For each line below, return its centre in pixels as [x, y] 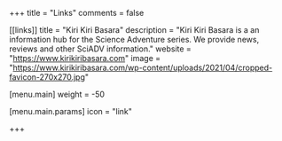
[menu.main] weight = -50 [57, 94]
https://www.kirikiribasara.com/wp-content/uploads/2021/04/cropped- [143, 67]
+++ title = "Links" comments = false [77, 13]
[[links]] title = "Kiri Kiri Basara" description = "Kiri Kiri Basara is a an [134, 30]
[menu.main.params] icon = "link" [71, 111]
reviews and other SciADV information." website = [101, 49]
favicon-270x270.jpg [47, 77]
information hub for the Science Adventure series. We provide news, [134, 39]
